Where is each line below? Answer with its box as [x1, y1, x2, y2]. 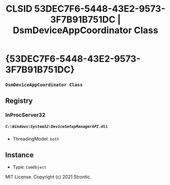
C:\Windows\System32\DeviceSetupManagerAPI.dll [5, 124, 108, 129]
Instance [5, 151, 34, 159]
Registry [5, 96, 33, 105]
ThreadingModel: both [12, 136, 60, 142]
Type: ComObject [12, 164, 47, 170]
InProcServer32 [5, 112, 46, 119]
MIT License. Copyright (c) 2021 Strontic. [5, 174, 92, 180]
